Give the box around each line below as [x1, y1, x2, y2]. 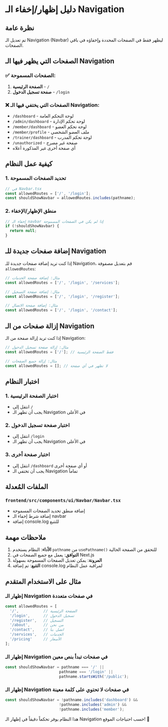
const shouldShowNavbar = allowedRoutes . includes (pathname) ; [5, 196, 136, 201]
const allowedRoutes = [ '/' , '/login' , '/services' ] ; [5, 280, 120, 285]
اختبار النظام [5, 377, 40, 386]
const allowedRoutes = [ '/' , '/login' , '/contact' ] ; [5, 308, 118, 313]
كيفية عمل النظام [5, 160, 53, 168]
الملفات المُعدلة [5, 482, 49, 491]
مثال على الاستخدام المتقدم [5, 577, 81, 586]
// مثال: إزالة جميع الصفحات [5, 358, 57, 363]
